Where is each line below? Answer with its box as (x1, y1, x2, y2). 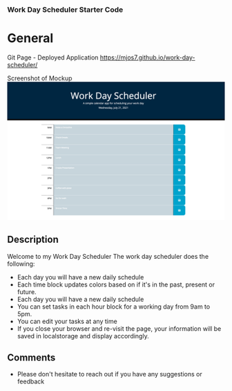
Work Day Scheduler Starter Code (7, 5, 124, 15)
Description (7, 234, 59, 246)
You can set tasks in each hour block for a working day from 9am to (17, 302, 211, 311)
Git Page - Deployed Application (7, 53, 99, 62)
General (7, 30, 54, 46)
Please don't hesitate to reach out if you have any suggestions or (17, 370, 202, 379)
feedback (17, 377, 45, 385)
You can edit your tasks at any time (17, 317, 117, 325)
